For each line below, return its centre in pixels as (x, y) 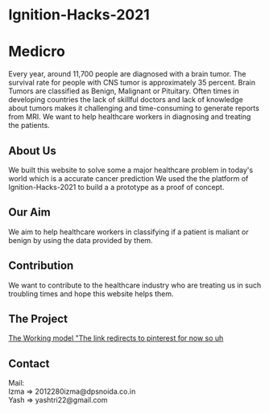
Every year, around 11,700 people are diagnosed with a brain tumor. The (127, 74)
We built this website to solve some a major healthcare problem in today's (131, 170)
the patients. (29, 126)
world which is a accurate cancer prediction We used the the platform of (128, 178)
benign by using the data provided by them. (81, 240)
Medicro (37, 52)
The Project (38, 318)
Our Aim (29, 212)
